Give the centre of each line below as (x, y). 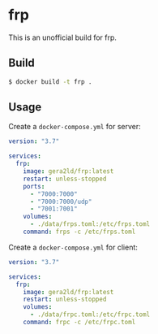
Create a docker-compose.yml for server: (75, 127)
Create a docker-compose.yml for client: (73, 247)
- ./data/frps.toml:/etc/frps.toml (90, 224)
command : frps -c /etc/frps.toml (79, 232)
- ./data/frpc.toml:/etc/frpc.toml (90, 314)
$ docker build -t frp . (50, 82)
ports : (34, 186)
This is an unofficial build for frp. (63, 37)
